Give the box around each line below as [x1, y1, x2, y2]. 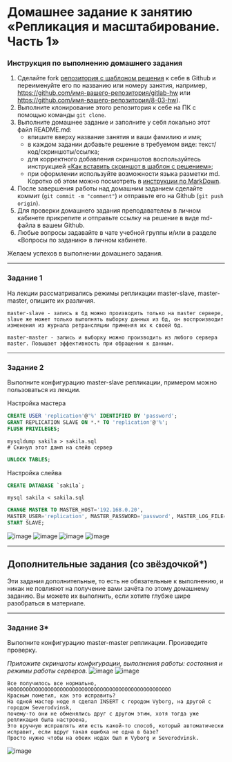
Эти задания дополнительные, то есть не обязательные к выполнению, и [7, 576, 224, 585]
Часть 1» [7, 34, 60, 49]
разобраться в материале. [7, 599, 86, 607]
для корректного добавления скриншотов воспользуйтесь [27, 155, 202, 163]
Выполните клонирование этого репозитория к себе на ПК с [17, 103, 197, 112]
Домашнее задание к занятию [7, 4, 193, 20]
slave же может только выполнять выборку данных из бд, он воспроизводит [7, 316, 224, 323]
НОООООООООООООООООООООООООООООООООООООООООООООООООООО [7, 686, 171, 693]
